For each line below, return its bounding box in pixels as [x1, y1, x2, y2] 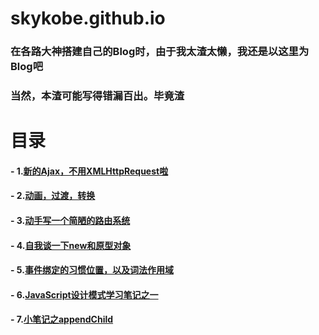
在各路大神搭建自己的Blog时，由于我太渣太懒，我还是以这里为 [10, 45, 310, 59]
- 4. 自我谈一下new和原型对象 [10, 239, 132, 251]
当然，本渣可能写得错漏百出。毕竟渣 [10, 89, 185, 103]
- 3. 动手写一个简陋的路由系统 [10, 215, 131, 226]
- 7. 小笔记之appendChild [10, 313, 114, 326]
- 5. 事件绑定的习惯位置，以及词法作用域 [10, 264, 174, 276]
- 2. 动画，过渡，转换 [10, 190, 96, 202]
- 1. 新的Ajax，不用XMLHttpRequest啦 [10, 165, 169, 177]
